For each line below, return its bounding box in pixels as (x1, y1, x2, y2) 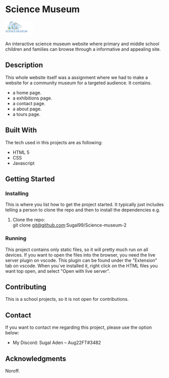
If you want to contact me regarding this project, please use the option (5, 324, 152, 331)
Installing (5, 190, 29, 197)
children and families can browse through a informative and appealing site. (5, 46, 161, 52)
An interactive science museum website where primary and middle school (5, 41, 159, 47)
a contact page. (12, 100, 46, 106)
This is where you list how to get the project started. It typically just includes (5, 202, 164, 208)
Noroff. (5, 367, 20, 374)
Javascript (12, 160, 35, 166)
